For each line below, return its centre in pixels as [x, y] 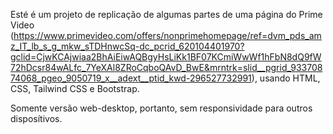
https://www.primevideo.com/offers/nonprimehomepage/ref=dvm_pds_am [167, 35]
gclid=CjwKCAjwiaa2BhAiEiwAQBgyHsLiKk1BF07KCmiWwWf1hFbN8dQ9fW [166, 57]
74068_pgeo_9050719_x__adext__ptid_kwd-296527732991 [131, 78]
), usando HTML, [286, 78]
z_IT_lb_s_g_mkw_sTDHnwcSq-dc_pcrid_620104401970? [127, 46]
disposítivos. [36, 118]
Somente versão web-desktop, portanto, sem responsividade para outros [161, 108]
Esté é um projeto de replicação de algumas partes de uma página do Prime [166, 14]
